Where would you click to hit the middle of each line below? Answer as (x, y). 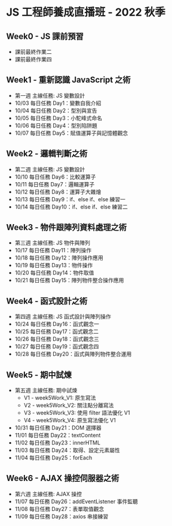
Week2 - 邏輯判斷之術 (47, 154)
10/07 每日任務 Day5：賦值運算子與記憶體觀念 (71, 133)
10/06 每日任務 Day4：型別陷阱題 (56, 125)
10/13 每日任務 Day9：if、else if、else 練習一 (70, 199)
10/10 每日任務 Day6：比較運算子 (56, 177)
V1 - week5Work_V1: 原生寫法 (60, 398)
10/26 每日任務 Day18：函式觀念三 (57, 339)
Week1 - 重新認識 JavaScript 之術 (68, 80)
